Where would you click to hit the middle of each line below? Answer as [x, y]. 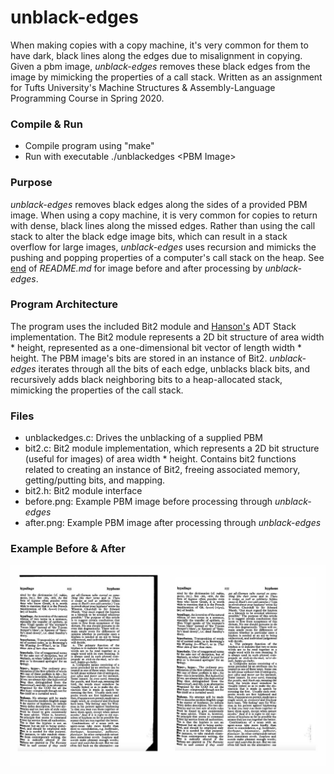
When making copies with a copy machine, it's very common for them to [159, 45]
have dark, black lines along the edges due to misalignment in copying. [156, 55]
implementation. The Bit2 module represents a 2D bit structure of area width [167, 337]
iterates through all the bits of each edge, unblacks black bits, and [174, 368]
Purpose [31, 183]
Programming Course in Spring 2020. [87, 98]
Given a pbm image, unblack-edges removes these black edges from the [160, 66]
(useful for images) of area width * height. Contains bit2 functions [160, 459]
